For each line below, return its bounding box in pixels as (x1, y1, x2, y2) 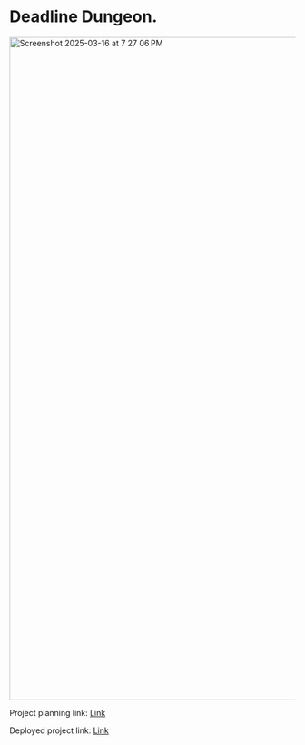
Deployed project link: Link (9, 725, 109, 736)
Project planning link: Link (9, 707, 106, 718)
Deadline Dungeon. (9, 6, 158, 27)
